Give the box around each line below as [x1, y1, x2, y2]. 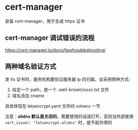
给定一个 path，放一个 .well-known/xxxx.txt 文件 [12, 87, 109, 93]
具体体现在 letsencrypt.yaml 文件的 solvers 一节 [5, 103, 101, 109]
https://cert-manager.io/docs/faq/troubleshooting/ [5, 47, 106, 53]
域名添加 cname [12, 93, 45, 98]
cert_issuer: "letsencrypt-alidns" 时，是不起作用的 [5, 119, 113, 125]
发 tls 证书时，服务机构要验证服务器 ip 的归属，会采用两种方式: [5, 76, 130, 82]
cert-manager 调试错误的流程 [5, 34, 95, 42]
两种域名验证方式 [5, 62, 56, 71]
